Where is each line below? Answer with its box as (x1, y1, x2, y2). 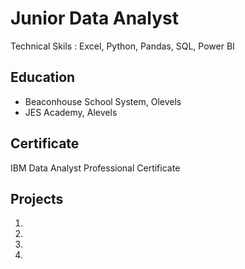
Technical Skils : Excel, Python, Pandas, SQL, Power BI (10, 40, 235, 52)
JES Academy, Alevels (24, 106, 118, 118)
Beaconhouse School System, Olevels (24, 95, 182, 107)
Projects (10, 190, 64, 207)
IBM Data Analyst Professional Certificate (10, 162, 181, 174)
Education (10, 69, 76, 86)
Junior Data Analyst (10, 7, 180, 30)
